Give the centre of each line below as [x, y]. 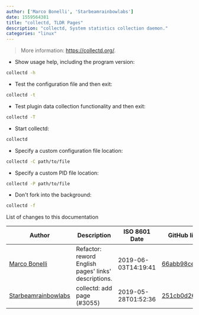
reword [86, 256]
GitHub [178, 236]
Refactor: [89, 249]
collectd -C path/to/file [38, 161]
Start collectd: [32, 128]
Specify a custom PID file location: [57, 173]
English [86, 264]
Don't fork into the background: [53, 195]
